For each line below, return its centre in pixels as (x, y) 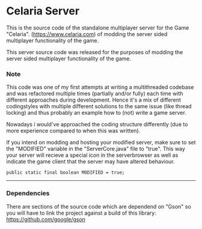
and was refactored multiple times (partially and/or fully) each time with (95, 94)
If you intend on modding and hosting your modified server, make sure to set (101, 142)
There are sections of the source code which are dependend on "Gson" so (99, 206)
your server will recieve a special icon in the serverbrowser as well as (92, 155)
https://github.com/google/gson (46, 219)
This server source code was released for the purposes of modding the (95, 52)
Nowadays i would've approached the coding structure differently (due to (97, 124)
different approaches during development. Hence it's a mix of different (94, 100)
